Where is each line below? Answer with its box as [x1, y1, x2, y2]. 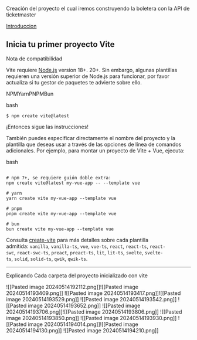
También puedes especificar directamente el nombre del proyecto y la [6, 134, 176, 141]
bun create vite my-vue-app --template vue [6, 226, 114, 232]
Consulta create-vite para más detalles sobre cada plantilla [6, 236, 148, 243]
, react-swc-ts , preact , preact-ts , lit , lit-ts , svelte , [13, 249, 144, 256]
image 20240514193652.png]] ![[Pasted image [28, 302, 141, 309]
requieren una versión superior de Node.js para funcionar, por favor [6, 73, 170, 80]
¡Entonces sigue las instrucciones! [6, 123, 89, 130]
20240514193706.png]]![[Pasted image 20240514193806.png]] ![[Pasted [6, 308, 182, 315]
